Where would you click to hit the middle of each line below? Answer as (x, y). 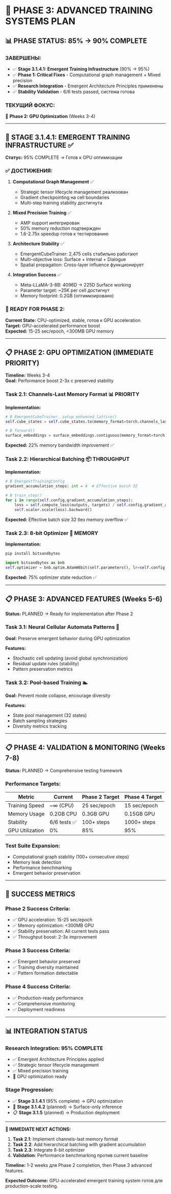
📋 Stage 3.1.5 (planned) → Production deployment (66, 1112)
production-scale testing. (32, 1186)
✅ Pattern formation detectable (45, 973)
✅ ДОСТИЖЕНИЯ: (29, 171)
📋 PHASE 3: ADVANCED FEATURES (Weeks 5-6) (84, 599)
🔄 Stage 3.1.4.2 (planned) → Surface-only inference (67, 1107)
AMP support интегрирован (50, 223)
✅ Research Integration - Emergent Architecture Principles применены (88, 86)
